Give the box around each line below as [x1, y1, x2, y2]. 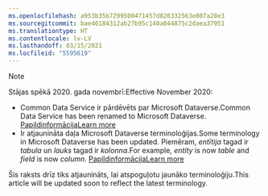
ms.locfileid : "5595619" [8, 49, 92, 57]
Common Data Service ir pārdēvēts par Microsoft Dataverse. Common [19, 102, 251, 112]
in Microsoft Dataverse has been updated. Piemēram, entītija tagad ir [19, 137, 249, 146]
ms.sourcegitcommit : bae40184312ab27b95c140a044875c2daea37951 [8, 19, 225, 27]
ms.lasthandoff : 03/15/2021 [8, 42, 103, 50]
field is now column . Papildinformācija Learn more [19, 154, 184, 164]
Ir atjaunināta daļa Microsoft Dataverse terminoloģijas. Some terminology [19, 128, 260, 138]
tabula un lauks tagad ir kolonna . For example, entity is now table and [19, 146, 249, 155]
